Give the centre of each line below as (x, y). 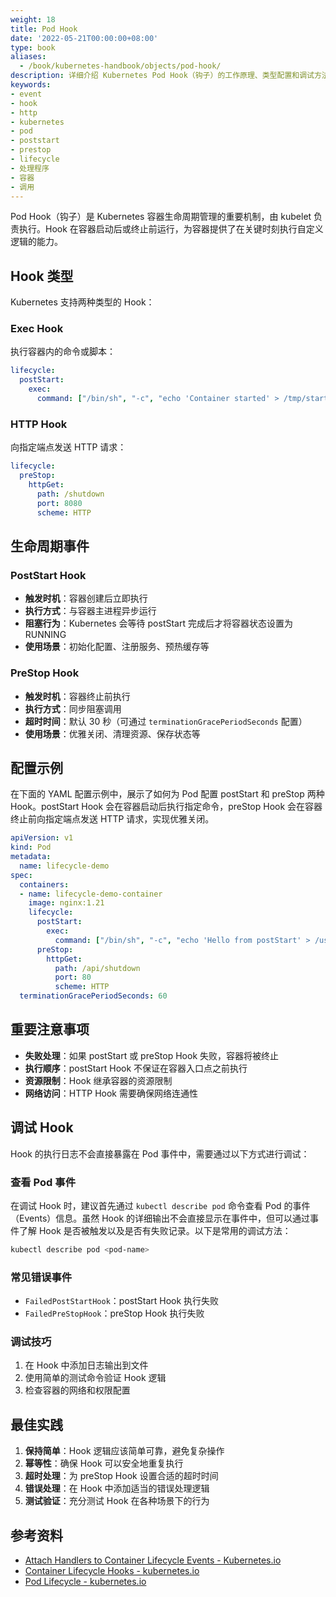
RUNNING (45, 635)
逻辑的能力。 (36, 242)
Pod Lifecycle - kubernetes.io (85, 1582)
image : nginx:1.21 (66, 903)
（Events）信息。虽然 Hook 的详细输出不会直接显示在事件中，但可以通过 (160, 1218)
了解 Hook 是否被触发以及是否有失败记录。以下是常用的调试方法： (155, 1230)
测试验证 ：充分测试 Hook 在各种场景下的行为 (117, 1501)
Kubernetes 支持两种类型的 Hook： (82, 302)
